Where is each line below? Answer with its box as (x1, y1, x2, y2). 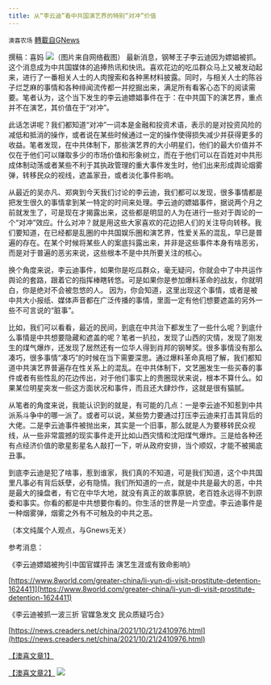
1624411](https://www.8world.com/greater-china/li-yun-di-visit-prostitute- (8, 584, 256, 594)
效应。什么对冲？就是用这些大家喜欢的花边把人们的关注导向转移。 (35, 217, 256, 227)
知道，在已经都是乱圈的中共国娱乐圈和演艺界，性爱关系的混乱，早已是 (22, 228, 256, 237)
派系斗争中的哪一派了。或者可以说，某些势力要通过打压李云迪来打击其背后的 (8, 410, 263, 420)
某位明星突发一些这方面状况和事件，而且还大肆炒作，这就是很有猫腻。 (15, 382, 248, 392)
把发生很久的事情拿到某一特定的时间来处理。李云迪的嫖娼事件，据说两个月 (8, 197, 256, 207)
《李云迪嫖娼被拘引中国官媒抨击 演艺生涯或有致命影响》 (8, 559, 194, 569)
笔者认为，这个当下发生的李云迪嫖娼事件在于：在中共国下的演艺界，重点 (22, 92, 263, 102)
